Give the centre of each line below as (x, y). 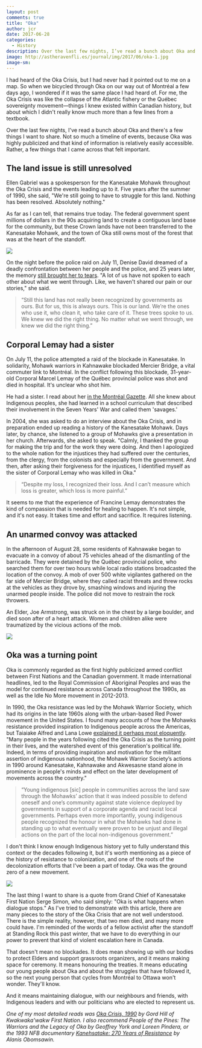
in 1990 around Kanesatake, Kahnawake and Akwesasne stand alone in (94, 765)
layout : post (23, 12)
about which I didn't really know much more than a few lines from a (90, 112)
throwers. (18, 600)
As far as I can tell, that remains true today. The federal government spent (98, 214)
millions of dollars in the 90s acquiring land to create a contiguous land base (101, 220)
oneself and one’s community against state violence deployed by (102, 802)
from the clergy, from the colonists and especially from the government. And (101, 460)
